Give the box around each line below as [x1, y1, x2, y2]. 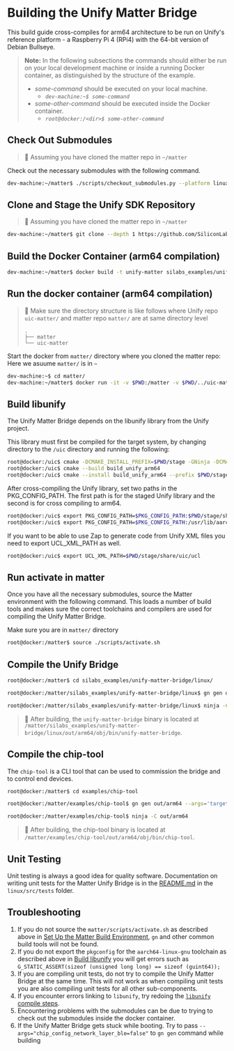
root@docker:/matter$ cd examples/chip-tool [7, 788, 139, 795]
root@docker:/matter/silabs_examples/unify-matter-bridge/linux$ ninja [7, 702, 219, 709]
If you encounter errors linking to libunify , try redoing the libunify [17, 991, 211, 1000]
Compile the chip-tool [7, 749, 104, 761]
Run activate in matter [7, 572, 105, 584]
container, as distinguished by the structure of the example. [24, 71, 196, 79]
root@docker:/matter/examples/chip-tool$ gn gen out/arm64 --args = [7, 800, 208, 807]
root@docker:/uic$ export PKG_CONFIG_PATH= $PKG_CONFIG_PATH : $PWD [7, 513, 201, 520]
